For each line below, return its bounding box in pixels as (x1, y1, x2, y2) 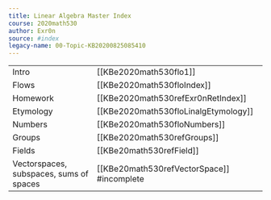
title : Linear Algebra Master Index (8, 11, 131, 20)
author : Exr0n (8, 27, 56, 35)
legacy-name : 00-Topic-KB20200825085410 (8, 42, 147, 50)
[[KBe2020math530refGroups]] (96, 132, 219, 144)
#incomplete (96, 173, 144, 185)
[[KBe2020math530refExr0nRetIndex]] (96, 93, 248, 104)
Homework (12, 93, 54, 104)
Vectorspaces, (12, 158, 67, 169)
